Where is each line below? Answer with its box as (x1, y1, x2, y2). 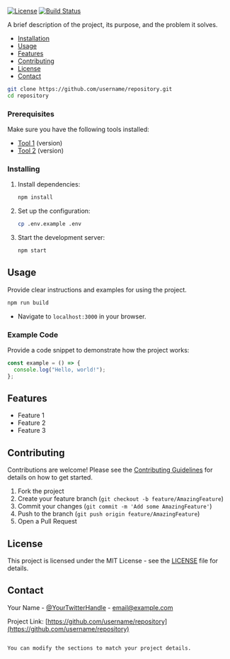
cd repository (7, 92, 50, 99)
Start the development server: (17, 233, 105, 242)
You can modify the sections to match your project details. (7, 644, 192, 652)
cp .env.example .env (17, 221, 81, 228)
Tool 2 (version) (17, 146, 64, 155)
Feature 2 (17, 419, 46, 427)
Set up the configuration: (17, 206, 91, 216)
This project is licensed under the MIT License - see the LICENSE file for (7, 557, 218, 565)
